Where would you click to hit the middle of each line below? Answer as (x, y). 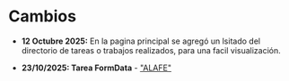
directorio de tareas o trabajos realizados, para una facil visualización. (151, 50)
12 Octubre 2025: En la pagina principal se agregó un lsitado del (141, 41)
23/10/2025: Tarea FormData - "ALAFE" (96, 68)
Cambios (43, 16)
